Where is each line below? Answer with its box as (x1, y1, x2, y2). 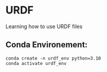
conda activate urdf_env (5, 60, 67, 66)
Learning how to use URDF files (5, 23, 83, 30)
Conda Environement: (5, 40, 88, 50)
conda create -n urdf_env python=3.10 (5, 55, 101, 61)
